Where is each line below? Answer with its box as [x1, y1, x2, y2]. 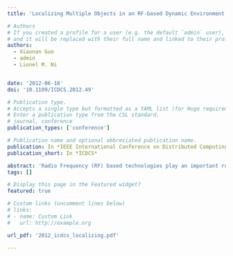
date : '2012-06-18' [7, 80, 64, 86]
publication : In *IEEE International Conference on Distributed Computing [7, 143, 228, 150]
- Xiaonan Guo [13, 48, 54, 55]
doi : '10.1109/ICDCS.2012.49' [7, 86, 95, 93]
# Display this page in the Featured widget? [7, 181, 141, 188]
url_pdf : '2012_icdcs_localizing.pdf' [7, 232, 119, 239]
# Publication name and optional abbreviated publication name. [7, 137, 197, 144]
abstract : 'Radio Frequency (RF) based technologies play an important [7, 162, 218, 170]
